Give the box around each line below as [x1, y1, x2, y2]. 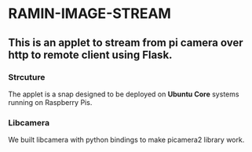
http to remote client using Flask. [8, 48, 173, 61]
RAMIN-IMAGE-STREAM [8, 5, 171, 23]
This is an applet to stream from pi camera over [8, 36, 243, 49]
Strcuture [8, 71, 46, 82]
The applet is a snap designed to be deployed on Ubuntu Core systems [8, 89, 239, 99]
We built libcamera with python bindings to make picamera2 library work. [8, 135, 245, 145]
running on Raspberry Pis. [8, 97, 93, 107]
